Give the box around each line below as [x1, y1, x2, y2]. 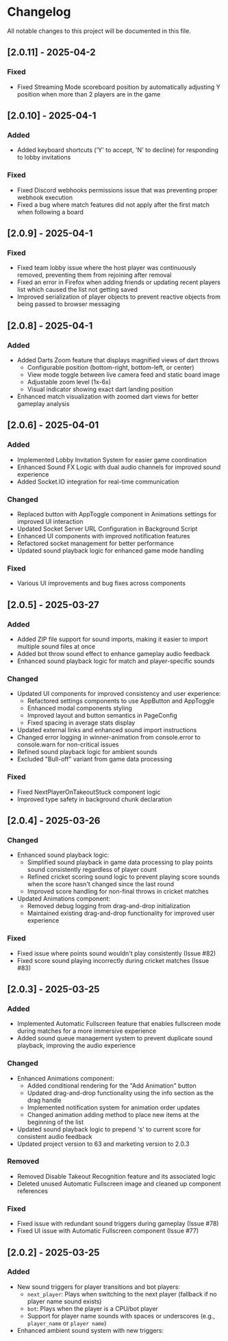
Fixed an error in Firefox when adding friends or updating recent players [16, 278, 221, 286]
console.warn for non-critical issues [16, 740, 119, 749]
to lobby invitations [16, 153, 71, 162]
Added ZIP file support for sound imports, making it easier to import [16, 635, 208, 643]
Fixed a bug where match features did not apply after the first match [16, 200, 210, 209]
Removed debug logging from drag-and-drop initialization [27, 902, 190, 910]
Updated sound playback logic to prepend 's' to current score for [16, 1125, 201, 1133]
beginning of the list [27, 1118, 84, 1126]
